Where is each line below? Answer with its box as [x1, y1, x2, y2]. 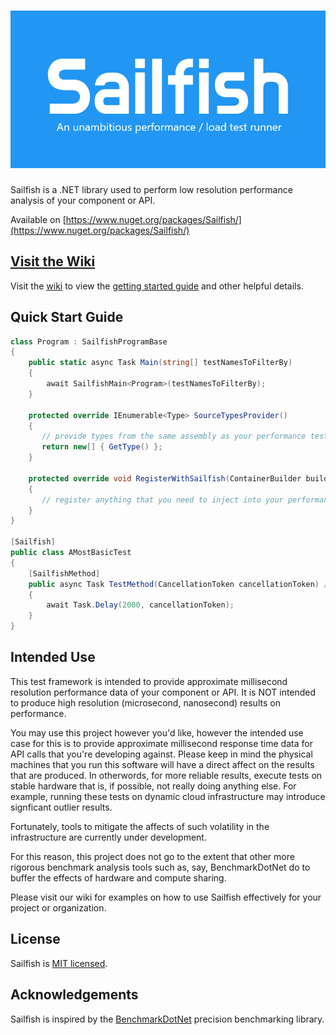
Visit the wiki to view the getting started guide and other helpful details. [10, 280, 304, 292]
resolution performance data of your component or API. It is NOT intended [10, 686, 317, 698]
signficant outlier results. [10, 801, 113, 813]
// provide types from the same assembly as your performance [41, 431, 307, 442]
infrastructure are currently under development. [10, 831, 207, 843]
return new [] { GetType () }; [41, 442, 163, 452]
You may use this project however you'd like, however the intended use [10, 726, 304, 739]
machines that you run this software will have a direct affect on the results [10, 758, 315, 770]
